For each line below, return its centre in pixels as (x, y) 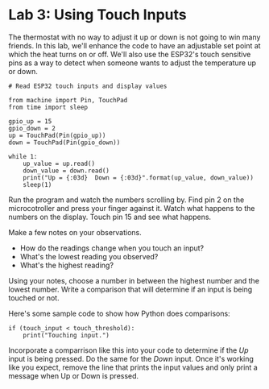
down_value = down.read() (66, 171)
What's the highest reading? (67, 265)
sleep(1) (37, 184)
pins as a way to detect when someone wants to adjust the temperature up (132, 63)
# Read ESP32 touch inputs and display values (88, 86)
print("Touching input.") (66, 335)
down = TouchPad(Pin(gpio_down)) (64, 143)
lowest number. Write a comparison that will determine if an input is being (130, 289)
